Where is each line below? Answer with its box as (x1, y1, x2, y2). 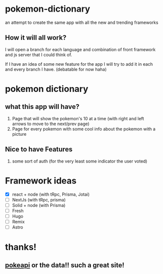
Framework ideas (5, 175, 77, 186)
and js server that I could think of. (5, 52, 72, 57)
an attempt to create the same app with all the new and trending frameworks (5, 19, 159, 25)
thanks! (5, 242, 36, 253)
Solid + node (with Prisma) (12, 202, 66, 208)
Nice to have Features (5, 145, 73, 154)
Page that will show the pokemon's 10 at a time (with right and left (12, 115, 145, 121)
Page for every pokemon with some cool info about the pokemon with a (12, 126, 156, 132)
